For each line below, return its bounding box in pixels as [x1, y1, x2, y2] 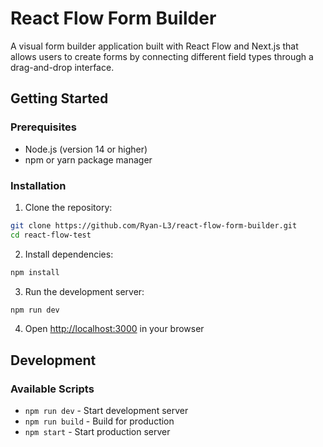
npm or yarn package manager [24, 153, 153, 166]
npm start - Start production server [24, 426, 171, 438]
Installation [10, 178, 67, 192]
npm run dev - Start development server [24, 405, 189, 417]
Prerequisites [10, 120, 77, 134]
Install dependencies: [24, 248, 114, 260]
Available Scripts [10, 382, 95, 396]
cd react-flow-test [10, 230, 92, 240]
